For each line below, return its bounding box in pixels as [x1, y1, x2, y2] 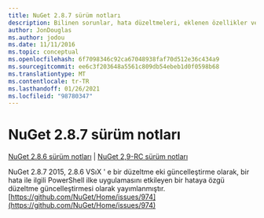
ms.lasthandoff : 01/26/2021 [8, 84, 101, 93]
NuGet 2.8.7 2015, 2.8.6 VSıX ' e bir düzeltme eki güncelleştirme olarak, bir [8, 167, 250, 177]
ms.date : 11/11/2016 [8, 41, 76, 49]
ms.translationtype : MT [8, 70, 86, 78]
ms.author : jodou [8, 33, 65, 42]
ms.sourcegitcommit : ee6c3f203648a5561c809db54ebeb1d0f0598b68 [8, 63, 220, 71]
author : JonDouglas [8, 26, 72, 34]
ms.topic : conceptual [8, 48, 79, 56]
